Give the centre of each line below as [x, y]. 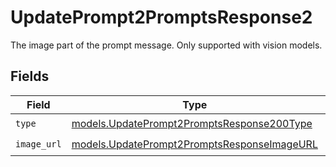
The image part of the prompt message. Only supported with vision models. [166, 45]
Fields [30, 76]
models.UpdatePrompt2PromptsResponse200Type [192, 124]
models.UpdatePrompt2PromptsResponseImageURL [194, 144]
